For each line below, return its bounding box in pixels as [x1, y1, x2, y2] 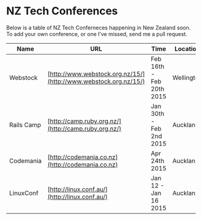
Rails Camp [9, 120, 41, 129]
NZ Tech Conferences [6, 4, 118, 18]
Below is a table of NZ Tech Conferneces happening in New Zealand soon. [6, 24, 191, 31]
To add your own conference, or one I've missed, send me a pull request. [6, 30, 188, 37]
